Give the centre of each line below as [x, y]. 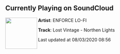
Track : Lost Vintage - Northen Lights [77, 30]
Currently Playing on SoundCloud [59, 8]
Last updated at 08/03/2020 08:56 [74, 39]
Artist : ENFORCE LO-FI [62, 20]
